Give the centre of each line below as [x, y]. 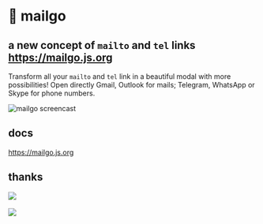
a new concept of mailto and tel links [102, 45]
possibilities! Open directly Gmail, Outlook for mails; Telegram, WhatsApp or [131, 85]
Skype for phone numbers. [52, 93]
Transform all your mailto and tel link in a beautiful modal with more [120, 77]
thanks [26, 177]
